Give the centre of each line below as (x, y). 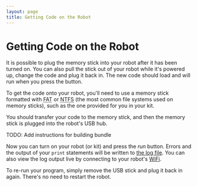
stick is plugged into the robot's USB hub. (57, 124)
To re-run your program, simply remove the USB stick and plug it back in (94, 171)
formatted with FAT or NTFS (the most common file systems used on (90, 100)
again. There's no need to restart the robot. (59, 177)
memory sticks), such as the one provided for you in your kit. (80, 106)
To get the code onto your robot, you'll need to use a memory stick (88, 93)
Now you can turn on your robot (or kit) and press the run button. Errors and (99, 146)
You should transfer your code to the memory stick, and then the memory (96, 117)
